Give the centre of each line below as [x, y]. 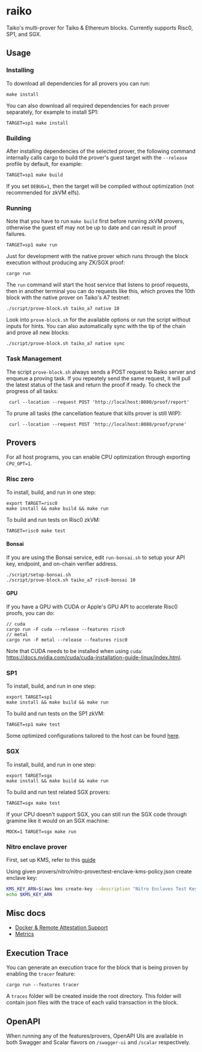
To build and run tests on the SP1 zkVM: [56, 714]
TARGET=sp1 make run [32, 245]
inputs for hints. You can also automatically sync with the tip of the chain [96, 326]
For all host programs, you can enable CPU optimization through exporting [98, 457]
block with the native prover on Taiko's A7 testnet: [68, 298]
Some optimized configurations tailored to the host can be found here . [93, 736]
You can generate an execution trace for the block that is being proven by [97, 968]
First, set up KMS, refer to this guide [51, 859]
